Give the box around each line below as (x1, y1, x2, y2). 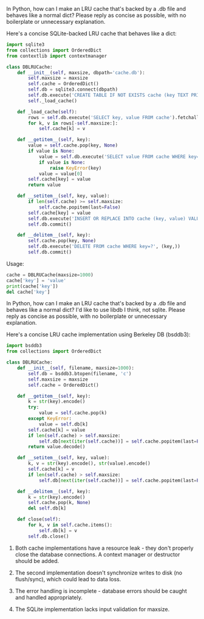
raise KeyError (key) (49, 165, 102, 171)
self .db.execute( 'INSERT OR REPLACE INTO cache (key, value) (28, 215, 186, 221)
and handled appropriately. (15, 593, 83, 601)
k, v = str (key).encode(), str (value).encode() (28, 460, 151, 467)
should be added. (15, 557, 59, 564)
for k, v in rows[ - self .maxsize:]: (28, 120, 118, 126)
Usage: (6, 260, 24, 267)
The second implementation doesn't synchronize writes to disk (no (15, 569, 183, 576)
